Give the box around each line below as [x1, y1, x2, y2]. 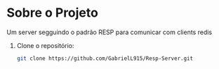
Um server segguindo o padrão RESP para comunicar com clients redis [6, 28, 212, 36]
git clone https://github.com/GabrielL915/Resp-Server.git [16, 54, 194, 62]
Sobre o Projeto [6, 5, 99, 21]
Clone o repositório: [16, 41, 74, 49]
